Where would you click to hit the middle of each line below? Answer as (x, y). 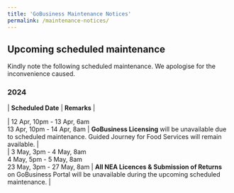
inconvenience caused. (41, 74)
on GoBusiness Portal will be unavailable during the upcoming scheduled (114, 174)
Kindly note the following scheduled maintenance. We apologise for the (112, 66)
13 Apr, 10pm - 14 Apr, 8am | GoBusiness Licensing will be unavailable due (117, 129)
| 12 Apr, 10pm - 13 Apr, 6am (49, 121)
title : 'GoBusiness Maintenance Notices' (69, 14)
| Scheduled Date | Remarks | (51, 108)
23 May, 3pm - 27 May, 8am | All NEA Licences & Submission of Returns (115, 167)
